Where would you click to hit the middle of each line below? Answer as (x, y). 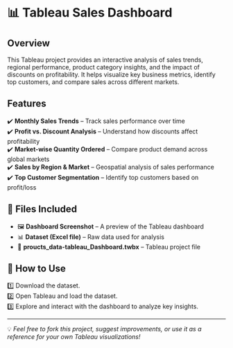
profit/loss (22, 187)
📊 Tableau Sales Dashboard (90, 13)
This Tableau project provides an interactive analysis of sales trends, (105, 60)
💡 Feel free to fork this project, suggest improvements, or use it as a (104, 329)
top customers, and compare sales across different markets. (93, 82)
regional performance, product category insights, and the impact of (103, 67)
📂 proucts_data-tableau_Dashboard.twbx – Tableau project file (109, 247)
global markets (28, 159)
